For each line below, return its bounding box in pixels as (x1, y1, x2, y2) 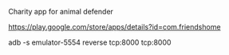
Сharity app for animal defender (8, 7, 114, 16)
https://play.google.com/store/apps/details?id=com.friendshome (8, 22, 221, 31)
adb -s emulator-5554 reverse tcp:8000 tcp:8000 (8, 37, 172, 47)
